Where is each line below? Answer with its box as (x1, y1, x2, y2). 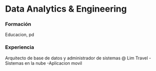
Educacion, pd (5, 32, 34, 37)
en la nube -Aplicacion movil (24, 60, 82, 66)
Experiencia (5, 44, 34, 51)
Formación (5, 21, 31, 28)
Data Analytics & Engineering (5, 3, 127, 15)
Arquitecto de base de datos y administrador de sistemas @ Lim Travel (5, 55, 148, 61)
